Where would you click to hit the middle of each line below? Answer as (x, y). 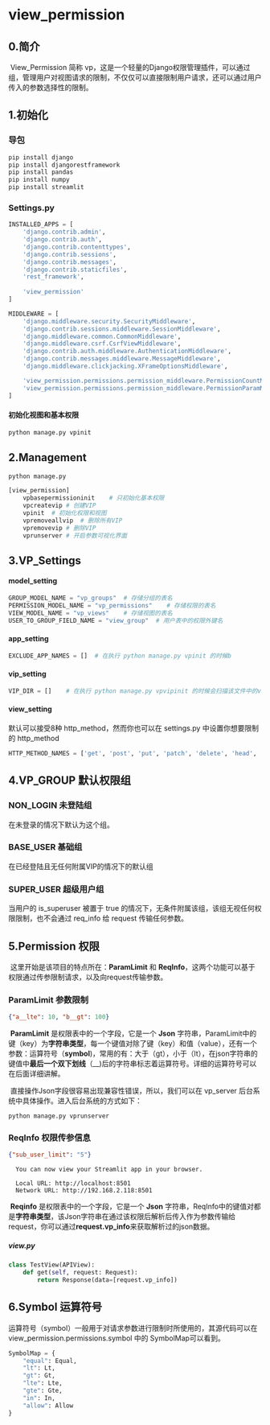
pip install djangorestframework (64, 165)
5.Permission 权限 (54, 946)
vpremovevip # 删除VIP (59, 528)
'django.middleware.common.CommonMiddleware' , (102, 336)
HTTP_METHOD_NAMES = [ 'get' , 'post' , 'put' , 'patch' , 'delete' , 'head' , (133, 753)
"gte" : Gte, (43, 1391)
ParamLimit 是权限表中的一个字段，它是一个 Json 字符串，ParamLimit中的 (133, 1034)
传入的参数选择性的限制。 (51, 87)
